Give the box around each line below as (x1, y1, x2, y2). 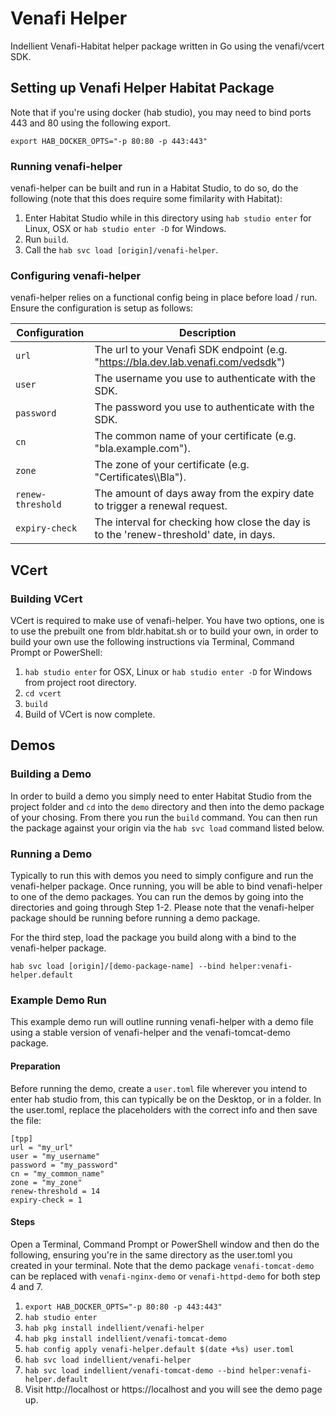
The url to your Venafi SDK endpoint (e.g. (94, 343, 288, 357)
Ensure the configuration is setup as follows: (10, 302, 194, 314)
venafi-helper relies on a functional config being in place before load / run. (10, 292, 318, 304)
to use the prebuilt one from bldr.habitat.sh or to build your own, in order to (10, 625, 319, 637)
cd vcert (24, 689, 62, 699)
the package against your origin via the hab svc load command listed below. (10, 822, 325, 834)
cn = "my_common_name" (10, 1168, 105, 1179)
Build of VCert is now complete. (24, 708, 156, 721)
